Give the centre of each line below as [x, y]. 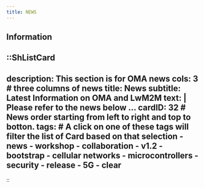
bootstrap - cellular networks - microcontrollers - [102, 155]
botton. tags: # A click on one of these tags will [97, 127]
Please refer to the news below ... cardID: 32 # [96, 107]
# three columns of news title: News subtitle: [94, 88]
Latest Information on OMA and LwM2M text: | [96, 98]
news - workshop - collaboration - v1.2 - [85, 146]
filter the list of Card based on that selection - [95, 136]
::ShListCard [31, 58]
